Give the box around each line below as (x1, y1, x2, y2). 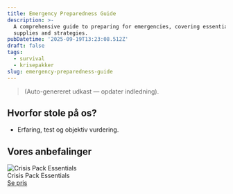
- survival (13, 55, 45, 62)
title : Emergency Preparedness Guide (7, 10, 116, 17)
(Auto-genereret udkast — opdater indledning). (24, 87, 159, 96)
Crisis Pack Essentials (7, 171, 70, 180)
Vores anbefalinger (7, 145, 92, 157)
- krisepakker (13, 62, 54, 69)
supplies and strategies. (13, 29, 89, 37)
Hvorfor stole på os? (7, 107, 97, 118)
